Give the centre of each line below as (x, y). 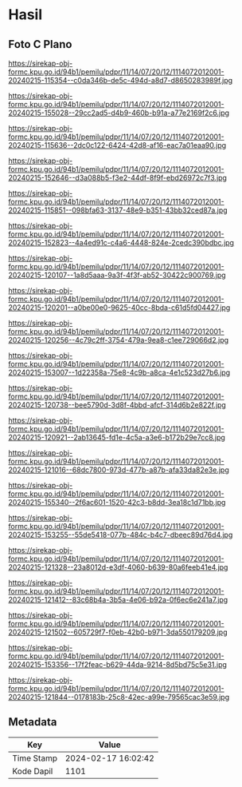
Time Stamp (35, 758)
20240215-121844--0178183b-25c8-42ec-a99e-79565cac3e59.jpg (119, 697)
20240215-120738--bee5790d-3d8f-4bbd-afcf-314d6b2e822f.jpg (117, 405)
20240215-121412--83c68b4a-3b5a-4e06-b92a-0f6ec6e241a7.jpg (118, 600)
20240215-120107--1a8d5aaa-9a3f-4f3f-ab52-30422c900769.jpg (117, 275)
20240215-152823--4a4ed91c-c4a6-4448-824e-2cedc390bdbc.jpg (121, 242)
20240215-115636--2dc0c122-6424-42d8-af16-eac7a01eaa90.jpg (117, 145)
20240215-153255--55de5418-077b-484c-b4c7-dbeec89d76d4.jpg (121, 535)
